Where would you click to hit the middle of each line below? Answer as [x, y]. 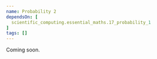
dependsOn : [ [22, 17]
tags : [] [17, 33]
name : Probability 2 [31, 11]
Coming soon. [23, 50]
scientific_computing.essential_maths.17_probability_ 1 [81, 22]
